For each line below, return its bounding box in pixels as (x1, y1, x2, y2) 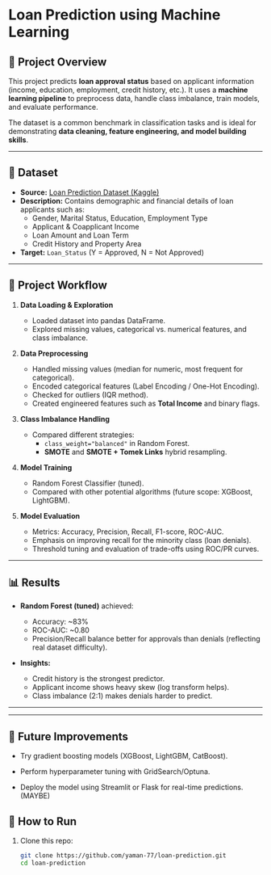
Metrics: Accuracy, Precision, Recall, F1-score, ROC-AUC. (31, 527, 224, 536)
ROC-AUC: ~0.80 (31, 625, 90, 635)
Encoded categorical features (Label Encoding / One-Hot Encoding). (31, 381, 260, 391)
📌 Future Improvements (8, 730, 129, 743)
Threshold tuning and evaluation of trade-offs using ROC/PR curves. (31, 544, 260, 553)
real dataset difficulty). (31, 642, 108, 652)
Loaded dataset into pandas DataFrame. (31, 315, 166, 325)
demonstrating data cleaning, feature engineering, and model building (8, 127, 247, 136)
